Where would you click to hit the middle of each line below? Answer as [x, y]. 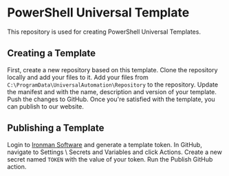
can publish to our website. [46, 106]
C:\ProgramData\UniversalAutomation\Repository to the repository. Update [113, 85]
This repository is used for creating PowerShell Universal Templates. [104, 32]
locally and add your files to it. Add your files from [78, 77]
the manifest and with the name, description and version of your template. [112, 91]
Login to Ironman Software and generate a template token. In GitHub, [105, 144]
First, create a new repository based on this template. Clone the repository [112, 69]
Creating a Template [52, 53]
